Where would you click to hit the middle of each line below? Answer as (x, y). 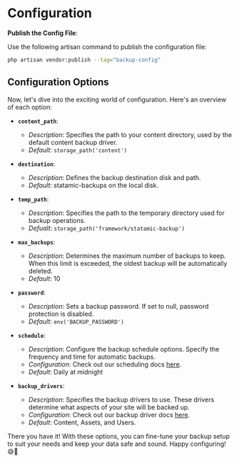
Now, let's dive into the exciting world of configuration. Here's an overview (117, 99)
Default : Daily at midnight (66, 372)
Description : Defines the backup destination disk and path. (115, 177)
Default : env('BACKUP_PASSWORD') (76, 321)
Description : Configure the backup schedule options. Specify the (124, 349)
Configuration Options (58, 83)
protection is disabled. (61, 314)
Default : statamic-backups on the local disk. (93, 185)
